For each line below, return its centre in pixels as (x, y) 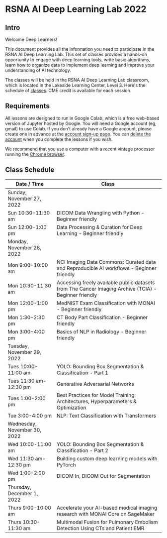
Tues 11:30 (21, 381)
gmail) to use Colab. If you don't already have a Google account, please (79, 128)
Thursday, (19, 487)
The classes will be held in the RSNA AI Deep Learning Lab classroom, (77, 80)
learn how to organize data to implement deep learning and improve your (80, 65)
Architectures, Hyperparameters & (96, 401)
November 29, (24, 352)
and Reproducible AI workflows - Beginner (106, 268)
